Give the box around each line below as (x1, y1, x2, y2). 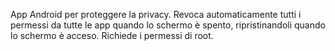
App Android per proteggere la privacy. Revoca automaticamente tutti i (10, 9, 302, 20)
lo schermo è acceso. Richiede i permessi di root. (10, 30, 214, 41)
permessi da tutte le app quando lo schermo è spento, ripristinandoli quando (10, 19, 326, 31)
